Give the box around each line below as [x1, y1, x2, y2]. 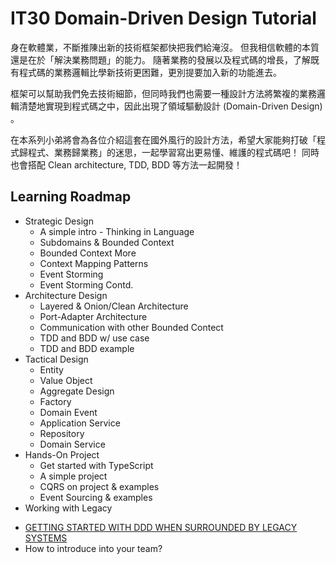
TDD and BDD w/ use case [39, 332, 150, 344]
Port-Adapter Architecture [39, 310, 148, 322]
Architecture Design [24, 289, 108, 301]
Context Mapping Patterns [39, 257, 149, 269]
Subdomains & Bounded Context [39, 236, 175, 248]
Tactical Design [24, 353, 89, 365]
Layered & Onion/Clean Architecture [39, 300, 189, 312]
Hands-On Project [24, 448, 100, 461]
